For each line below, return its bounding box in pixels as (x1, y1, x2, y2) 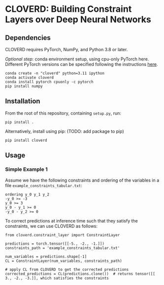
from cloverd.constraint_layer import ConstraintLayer (5, 232, 120, 237)
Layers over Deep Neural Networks (5, 14, 152, 25)
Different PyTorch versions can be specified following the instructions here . (5, 62, 158, 67)
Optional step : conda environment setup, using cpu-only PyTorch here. (5, 56, 149, 62)
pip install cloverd (5, 138, 48, 143)
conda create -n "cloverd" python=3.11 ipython (5, 71, 105, 76)
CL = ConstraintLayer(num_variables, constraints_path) (5, 258, 122, 263)
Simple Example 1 (5, 166, 48, 173)
